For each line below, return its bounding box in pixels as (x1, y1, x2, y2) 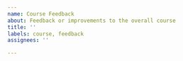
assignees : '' (7, 37, 50, 44)
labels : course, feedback (7, 30, 84, 38)
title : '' (7, 23, 37, 30)
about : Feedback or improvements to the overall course (7, 17, 176, 24)
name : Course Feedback (7, 10, 74, 18)
